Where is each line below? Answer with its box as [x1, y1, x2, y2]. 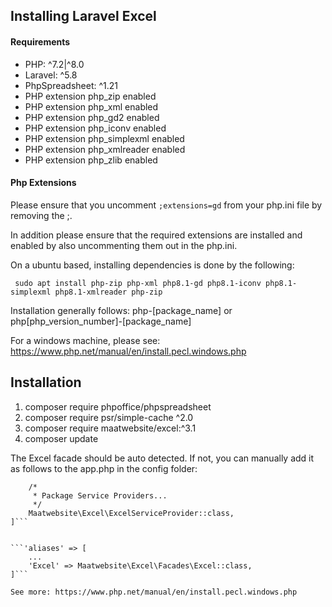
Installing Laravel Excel [10, 8, 157, 25]
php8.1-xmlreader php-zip [54, 287, 163, 297]
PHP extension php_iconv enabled [24, 122, 167, 134]
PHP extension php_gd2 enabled [24, 111, 160, 123]
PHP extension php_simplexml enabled [24, 132, 185, 144]
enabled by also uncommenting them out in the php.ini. [10, 239, 238, 251]
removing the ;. [10, 209, 73, 221]
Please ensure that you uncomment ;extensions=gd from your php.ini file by [10, 199, 323, 211]
